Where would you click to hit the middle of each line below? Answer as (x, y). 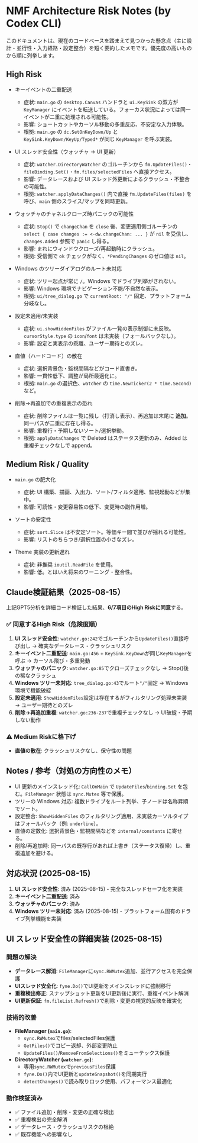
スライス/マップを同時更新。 (96, 201)
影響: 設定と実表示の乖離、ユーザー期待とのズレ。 (85, 343)
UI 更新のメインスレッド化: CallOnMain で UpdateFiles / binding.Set (95, 786)
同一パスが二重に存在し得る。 (60, 423)
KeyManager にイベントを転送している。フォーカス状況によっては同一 (107, 109)
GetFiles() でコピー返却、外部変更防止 (71, 1045)
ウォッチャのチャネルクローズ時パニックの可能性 (74, 214)
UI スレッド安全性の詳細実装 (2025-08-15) (84, 938)
